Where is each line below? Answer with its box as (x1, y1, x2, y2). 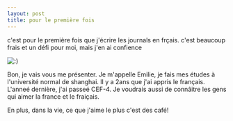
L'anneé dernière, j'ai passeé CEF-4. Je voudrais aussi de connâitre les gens (7, 85, 227, 93)
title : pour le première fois (7, 17, 95, 24)
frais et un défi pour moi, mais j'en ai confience (7, 43, 143, 51)
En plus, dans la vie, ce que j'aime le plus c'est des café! (7, 106, 169, 114)
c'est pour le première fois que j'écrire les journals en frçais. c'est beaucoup (7, 35, 226, 44)
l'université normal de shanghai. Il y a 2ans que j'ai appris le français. (7, 77, 205, 86)
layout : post (7, 10, 45, 17)
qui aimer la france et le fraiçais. (7, 92, 99, 101)
